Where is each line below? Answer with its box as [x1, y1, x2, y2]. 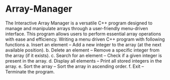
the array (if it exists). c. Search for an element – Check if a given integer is [5, 52, 162, 59]
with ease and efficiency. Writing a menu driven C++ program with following [5, 36, 165, 42]
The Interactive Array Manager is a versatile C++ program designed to [5, 20, 153, 26]
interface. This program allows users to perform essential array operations [5, 31, 161, 37]
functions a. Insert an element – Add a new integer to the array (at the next [5, 41, 162, 47]
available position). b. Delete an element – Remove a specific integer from [5, 47, 160, 53]
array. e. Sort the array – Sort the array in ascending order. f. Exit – [5, 63, 144, 69]
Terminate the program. [5, 68, 55, 74]
